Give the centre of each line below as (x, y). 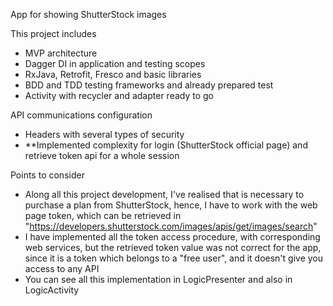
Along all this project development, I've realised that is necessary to (164, 194)
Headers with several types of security (104, 134)
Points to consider (47, 175)
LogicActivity (52, 290)
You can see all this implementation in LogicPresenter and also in (158, 279)
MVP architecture (61, 53)
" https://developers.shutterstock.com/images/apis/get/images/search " (171, 226)
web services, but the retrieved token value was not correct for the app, (173, 247)
